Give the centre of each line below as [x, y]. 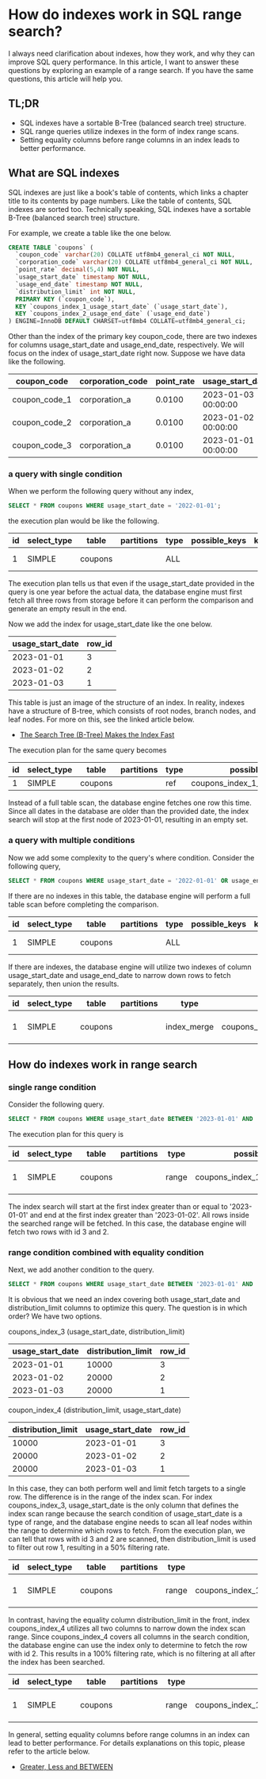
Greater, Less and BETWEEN [66, 1767]
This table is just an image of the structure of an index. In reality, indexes [127, 703]
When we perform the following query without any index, [101, 491]
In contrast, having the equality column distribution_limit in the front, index [129, 1620]
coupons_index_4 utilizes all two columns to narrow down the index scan [127, 1628]
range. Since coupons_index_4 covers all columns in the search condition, [129, 1637]
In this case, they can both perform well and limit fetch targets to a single [127, 1488]
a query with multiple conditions [72, 841]
